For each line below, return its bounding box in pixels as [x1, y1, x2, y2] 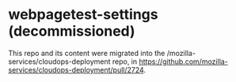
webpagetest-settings [8, 6, 158, 24]
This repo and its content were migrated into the [8, 48, 166, 58]
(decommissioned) [8, 22, 136, 40]
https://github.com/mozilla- [138, 57, 228, 66]
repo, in [112, 57, 138, 66]
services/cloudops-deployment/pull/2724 [8, 65, 144, 74]
